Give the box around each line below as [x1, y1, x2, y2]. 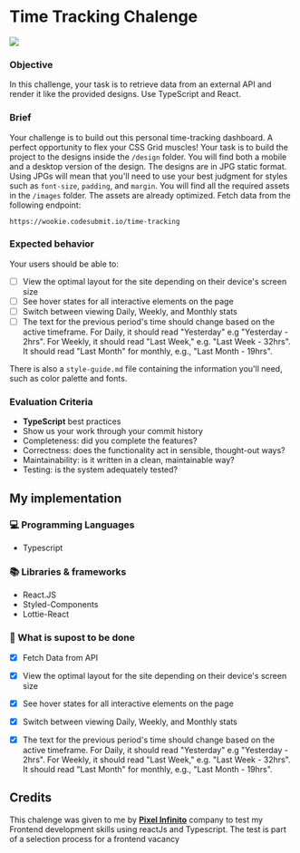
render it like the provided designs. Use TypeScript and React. [9, 89, 242, 100]
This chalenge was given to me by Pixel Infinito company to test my [9, 814, 264, 825]
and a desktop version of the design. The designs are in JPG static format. [9, 160, 287, 171]
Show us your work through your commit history [22, 426, 204, 437]
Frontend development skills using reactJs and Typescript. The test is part [9, 823, 287, 835]
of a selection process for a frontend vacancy [9, 833, 179, 844]
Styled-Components [22, 599, 99, 610]
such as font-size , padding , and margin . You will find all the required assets [9, 179, 290, 191]
